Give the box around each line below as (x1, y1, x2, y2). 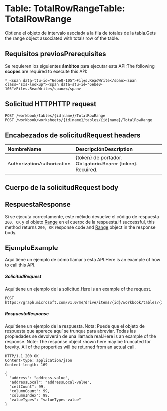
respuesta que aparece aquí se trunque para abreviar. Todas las (5, 329, 136, 334)
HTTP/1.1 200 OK (5, 354, 39, 359)
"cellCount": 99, (9, 384, 46, 389)
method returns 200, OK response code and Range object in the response (5, 224, 156, 230)
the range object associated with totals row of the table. (5, 35, 119, 41)
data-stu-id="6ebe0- (60, 82, 103, 87)
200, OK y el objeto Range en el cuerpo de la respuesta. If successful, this (5, 219, 155, 225)
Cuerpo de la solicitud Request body (5, 183, 119, 192)
